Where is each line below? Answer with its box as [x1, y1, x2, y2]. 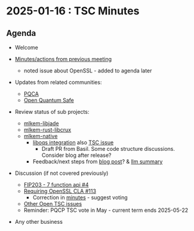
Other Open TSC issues [23, 200, 82, 207]
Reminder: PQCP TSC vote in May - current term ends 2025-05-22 [23, 206, 189, 214]
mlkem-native [23, 133, 58, 139]
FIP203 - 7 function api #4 [23, 181, 89, 188]
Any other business [14, 218, 63, 225]
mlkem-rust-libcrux [23, 126, 72, 133]
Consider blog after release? [41, 151, 112, 159]
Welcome [14, 44, 39, 51]
